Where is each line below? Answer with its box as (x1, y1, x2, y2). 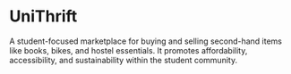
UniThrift (9, 6, 78, 27)
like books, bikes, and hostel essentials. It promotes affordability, (9, 45, 248, 55)
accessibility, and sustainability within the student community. (9, 54, 238, 65)
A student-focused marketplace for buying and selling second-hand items (9, 36, 282, 46)
